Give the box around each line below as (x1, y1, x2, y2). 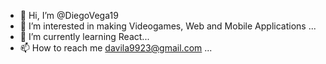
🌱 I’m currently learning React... (19, 31, 150, 42)
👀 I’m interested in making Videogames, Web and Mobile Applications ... (19, 20, 317, 32)
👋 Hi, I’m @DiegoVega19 (19, 10, 119, 21)
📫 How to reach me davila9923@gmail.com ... (19, 42, 213, 54)
